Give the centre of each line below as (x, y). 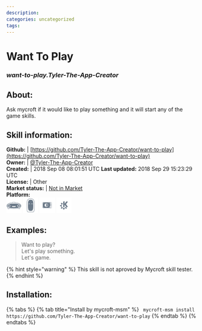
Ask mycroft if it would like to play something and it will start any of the (95, 110)
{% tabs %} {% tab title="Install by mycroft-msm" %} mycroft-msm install (101, 309)
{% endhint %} (25, 275)
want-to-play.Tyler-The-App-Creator (62, 75)
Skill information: (39, 135)
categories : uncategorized (40, 19)
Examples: (27, 230)
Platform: (18, 195)
